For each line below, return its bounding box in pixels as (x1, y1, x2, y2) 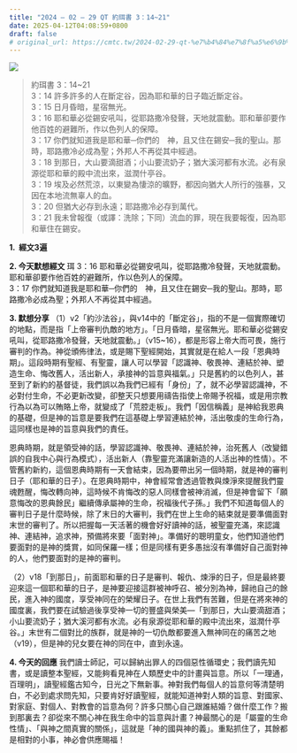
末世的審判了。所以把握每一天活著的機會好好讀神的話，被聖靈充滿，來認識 (9, 519, 280, 531)
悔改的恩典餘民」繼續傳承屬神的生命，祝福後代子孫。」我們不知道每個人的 (16, 497, 285, 509)
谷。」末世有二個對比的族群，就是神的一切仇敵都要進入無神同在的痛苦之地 (9, 627, 277, 638)
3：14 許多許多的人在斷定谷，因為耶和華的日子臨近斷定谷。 (30, 90, 248, 102)
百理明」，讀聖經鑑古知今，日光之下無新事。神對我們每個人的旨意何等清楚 (9, 679, 277, 690)
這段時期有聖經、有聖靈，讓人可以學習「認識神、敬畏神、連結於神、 (27, 357, 277, 368)
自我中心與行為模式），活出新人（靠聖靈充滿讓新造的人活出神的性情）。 (24, 453, 280, 465)
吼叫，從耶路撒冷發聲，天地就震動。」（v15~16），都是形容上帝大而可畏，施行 (9, 335, 286, 346)
